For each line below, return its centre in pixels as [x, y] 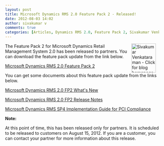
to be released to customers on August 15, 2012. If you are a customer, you [80, 133]
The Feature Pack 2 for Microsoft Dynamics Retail [55, 46]
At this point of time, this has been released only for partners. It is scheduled [82, 128]
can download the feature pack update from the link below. [64, 56]
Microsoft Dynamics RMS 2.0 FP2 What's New [52, 90]
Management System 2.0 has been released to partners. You [66, 51]
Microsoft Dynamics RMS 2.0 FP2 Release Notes [54, 100]
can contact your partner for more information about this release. [71, 138]
